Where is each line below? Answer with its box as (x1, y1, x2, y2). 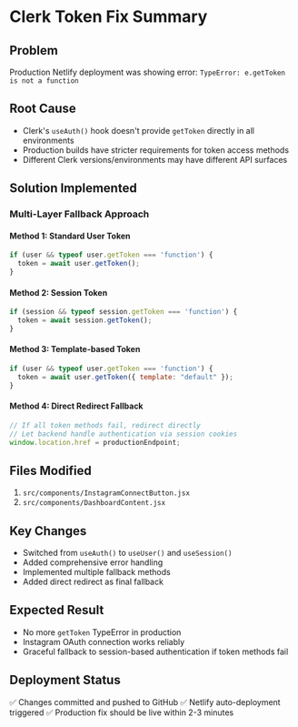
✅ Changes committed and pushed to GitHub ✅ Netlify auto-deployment (9, 696, 281, 707)
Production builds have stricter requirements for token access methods (22, 144, 289, 156)
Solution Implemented (9, 180, 138, 197)
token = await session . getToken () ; (17, 316, 153, 325)
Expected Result (9, 602, 104, 618)
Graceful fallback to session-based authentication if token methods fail (22, 646, 289, 657)
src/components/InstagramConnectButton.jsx (22, 489, 191, 498)
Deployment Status (9, 672, 121, 688)
